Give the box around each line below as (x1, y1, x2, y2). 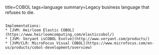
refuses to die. (5, 9, 35, 15)
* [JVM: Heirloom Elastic (5, 28, 59, 33)
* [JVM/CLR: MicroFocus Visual (5, 41, 70, 46)
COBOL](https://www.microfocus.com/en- (72, 41, 155, 46)
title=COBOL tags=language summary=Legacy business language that (5, 4, 150, 10)
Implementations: (5, 23, 41, 28)
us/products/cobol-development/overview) (5, 45, 92, 50)
